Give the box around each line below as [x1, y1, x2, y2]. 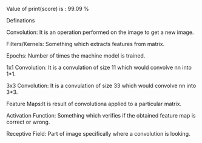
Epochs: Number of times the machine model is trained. [6, 52, 146, 59]
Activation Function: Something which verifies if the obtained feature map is [6, 112, 196, 119]
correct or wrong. [6, 118, 50, 125]
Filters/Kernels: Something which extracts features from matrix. [6, 41, 165, 47]
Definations [6, 17, 35, 24]
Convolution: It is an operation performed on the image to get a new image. [6, 28, 194, 36]
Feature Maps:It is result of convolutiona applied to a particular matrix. [6, 100, 182, 107]
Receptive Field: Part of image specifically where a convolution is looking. [6, 130, 190, 137]
